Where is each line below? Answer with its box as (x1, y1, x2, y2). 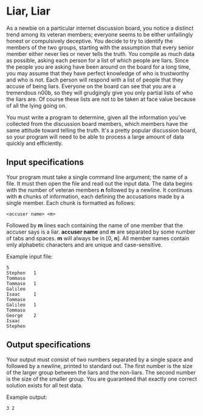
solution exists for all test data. (6, 381, 83, 389)
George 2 (6, 312, 36, 319)
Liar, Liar (6, 4, 50, 18)
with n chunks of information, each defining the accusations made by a (6, 193, 184, 200)
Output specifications (6, 339, 91, 350)
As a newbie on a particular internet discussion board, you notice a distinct (6, 24, 194, 32)
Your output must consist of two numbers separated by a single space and (6, 356, 193, 363)
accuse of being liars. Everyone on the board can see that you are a (6, 82, 176, 89)
